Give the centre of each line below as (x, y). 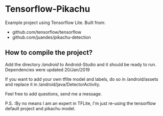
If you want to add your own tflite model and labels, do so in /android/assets (82, 79)
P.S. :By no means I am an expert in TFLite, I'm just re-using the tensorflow (81, 103)
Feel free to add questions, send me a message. (54, 93)
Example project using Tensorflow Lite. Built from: (55, 23)
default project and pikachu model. (40, 108)
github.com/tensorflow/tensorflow (47, 32)
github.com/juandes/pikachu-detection (52, 37)
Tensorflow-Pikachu (48, 9)
